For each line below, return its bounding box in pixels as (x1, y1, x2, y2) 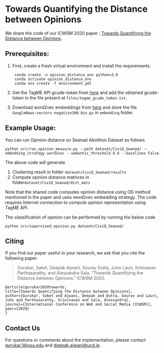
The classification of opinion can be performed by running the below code (5, 214, 156, 220)
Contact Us (5, 324, 40, 332)
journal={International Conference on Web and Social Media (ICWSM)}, (5, 302, 153, 307)
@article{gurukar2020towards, (5, 285, 67, 290)
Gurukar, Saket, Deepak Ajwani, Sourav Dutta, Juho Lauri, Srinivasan (17, 265, 156, 271)
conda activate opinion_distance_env (14, 76, 92, 82)
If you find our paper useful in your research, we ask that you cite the (5, 250, 145, 256)
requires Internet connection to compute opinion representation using (5, 199, 146, 205)
